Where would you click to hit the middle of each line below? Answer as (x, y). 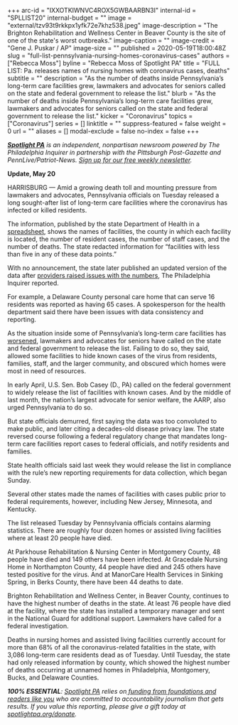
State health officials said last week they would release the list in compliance (120, 465)
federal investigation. (38, 626)
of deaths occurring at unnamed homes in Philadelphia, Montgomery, (109, 670)
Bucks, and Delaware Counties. (53, 677)
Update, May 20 (31, 174)
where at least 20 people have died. (60, 538)
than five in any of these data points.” (62, 254)
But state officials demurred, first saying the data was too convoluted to (112, 421)
